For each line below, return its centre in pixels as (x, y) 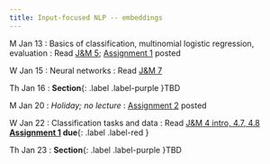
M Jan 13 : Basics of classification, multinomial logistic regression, (132, 43)
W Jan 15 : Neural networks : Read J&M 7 (86, 70)
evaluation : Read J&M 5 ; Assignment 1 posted (95, 53)
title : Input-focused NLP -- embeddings (86, 18)
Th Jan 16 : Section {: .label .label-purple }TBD (95, 87)
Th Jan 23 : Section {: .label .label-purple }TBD (96, 150)
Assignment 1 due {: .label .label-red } (79, 132)
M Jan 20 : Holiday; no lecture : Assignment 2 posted (108, 105)
